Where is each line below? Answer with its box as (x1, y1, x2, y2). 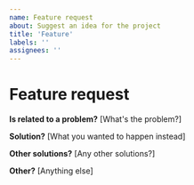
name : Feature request (9, 12, 93, 22)
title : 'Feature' (9, 29, 74, 38)
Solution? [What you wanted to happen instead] (9, 131, 186, 142)
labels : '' (9, 37, 50, 47)
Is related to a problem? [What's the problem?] (9, 114, 182, 125)
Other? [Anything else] (9, 165, 93, 176)
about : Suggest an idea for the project (9, 21, 162, 30)
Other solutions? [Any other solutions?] (9, 149, 156, 159)
